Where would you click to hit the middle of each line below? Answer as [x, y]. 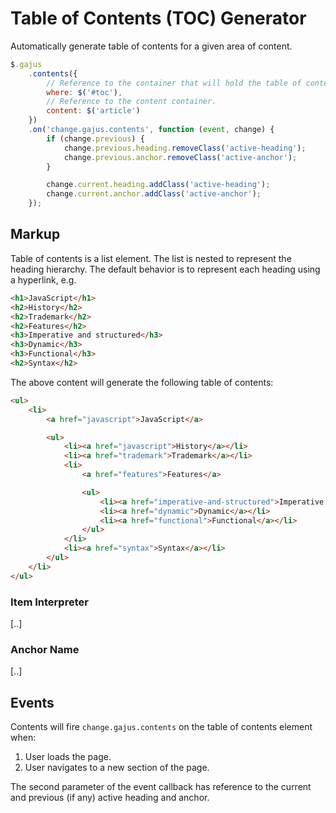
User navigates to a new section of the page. [117, 768]
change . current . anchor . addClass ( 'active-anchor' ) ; [154, 194]
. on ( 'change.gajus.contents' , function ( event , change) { [151, 130]
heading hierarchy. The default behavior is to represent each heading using [165, 269]
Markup [35, 234]
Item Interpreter [49, 602]
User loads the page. [68, 757]
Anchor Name [45, 649]
